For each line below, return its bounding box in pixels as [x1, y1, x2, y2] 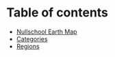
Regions [16, 42, 40, 50]
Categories [16, 34, 48, 43]
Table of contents [6, 5, 109, 21]
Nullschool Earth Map [16, 27, 77, 36]
